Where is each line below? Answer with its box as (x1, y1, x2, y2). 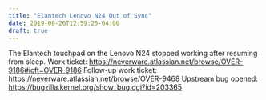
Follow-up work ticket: (83, 66, 158, 75)
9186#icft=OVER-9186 (8, 66, 82, 75)
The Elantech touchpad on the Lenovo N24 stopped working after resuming (8, 49, 258, 58)
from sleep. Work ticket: (8, 57, 88, 66)
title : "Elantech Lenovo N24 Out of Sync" (8, 11, 152, 20)
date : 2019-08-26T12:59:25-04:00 (8, 19, 120, 27)
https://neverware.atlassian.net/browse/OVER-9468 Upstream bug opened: (8, 74, 258, 84)
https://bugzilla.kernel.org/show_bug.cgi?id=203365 (8, 82, 183, 92)
